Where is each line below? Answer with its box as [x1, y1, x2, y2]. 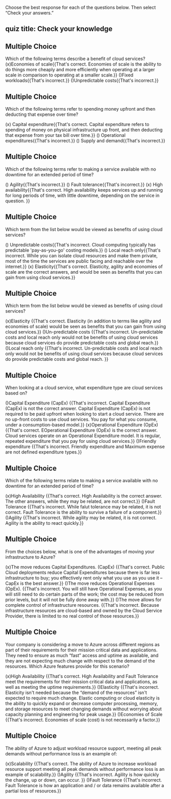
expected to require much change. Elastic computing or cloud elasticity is [5, 694, 160, 701]
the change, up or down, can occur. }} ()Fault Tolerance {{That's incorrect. [5, 776, 162, 783]
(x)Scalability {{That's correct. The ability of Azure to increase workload [5, 761, 157, 767]
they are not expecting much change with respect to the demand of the [5, 658, 155, 664]
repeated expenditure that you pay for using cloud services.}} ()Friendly [5, 438, 157, 444]
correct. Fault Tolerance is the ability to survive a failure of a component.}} [5, 509, 162, 516]
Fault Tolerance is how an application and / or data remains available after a [5, 782, 164, 788]
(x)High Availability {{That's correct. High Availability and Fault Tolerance [5, 673, 159, 679]
